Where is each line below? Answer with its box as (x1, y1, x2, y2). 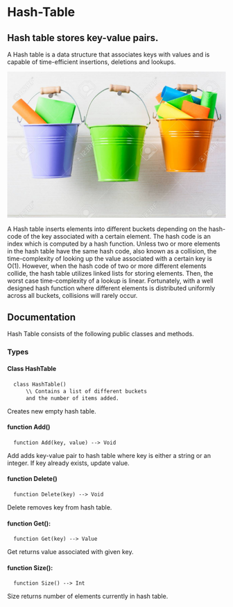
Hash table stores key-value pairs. (7, 32, 159, 44)
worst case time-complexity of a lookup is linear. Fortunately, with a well (7, 276, 214, 285)
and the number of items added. (25, 395, 119, 402)
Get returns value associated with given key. (7, 548, 134, 556)
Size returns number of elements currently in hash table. (7, 592, 169, 601)
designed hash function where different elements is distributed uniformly (7, 283, 216, 292)
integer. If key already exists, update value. (7, 459, 130, 467)
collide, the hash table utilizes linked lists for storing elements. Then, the (7, 269, 214, 277)
